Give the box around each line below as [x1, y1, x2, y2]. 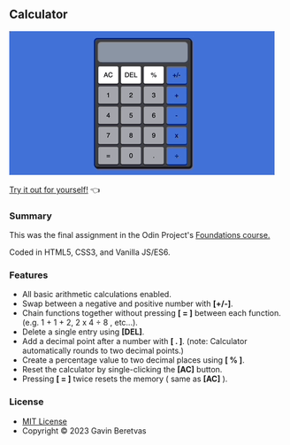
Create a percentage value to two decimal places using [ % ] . [21, 355, 245, 365]
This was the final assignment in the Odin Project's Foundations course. [9, 230, 271, 241]
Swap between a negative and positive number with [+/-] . [21, 298, 233, 309]
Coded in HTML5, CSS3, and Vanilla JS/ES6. [9, 247, 171, 257]
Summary [9, 210, 53, 222]
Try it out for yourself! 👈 [9, 184, 100, 195]
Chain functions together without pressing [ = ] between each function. [21, 308, 281, 318]
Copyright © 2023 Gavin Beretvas [21, 425, 147, 436]
